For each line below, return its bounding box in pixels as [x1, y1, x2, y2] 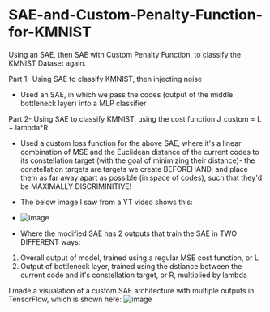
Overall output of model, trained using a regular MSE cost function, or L [19, 253, 259, 263]
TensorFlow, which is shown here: [8, 294, 122, 304]
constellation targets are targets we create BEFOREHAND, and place [19, 164, 249, 173]
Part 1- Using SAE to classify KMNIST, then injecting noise [8, 74, 203, 83]
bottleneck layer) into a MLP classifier [19, 98, 147, 108]
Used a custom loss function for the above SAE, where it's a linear [19, 138, 242, 147]
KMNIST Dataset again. [8, 58, 87, 68]
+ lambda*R [8, 122, 49, 132]
